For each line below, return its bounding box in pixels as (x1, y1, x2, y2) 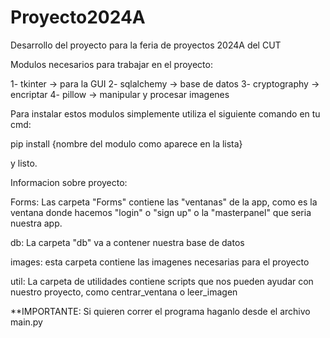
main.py (10, 316, 43, 328)
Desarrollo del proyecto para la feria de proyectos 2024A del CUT (10, 39, 282, 51)
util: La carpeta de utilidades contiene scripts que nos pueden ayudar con (10, 275, 314, 287)
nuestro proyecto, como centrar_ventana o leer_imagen (10, 286, 238, 298)
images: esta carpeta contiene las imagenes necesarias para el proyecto (10, 256, 310, 268)
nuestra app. (10, 217, 63, 229)
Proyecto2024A (10, 6, 146, 29)
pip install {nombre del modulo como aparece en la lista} (10, 137, 243, 150)
